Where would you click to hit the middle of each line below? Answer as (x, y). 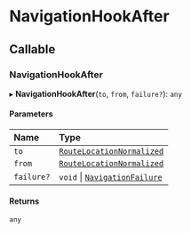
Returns (24, 201)
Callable (32, 49)
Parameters (31, 114)
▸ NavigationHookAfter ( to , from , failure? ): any (95, 93)
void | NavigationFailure (111, 177)
